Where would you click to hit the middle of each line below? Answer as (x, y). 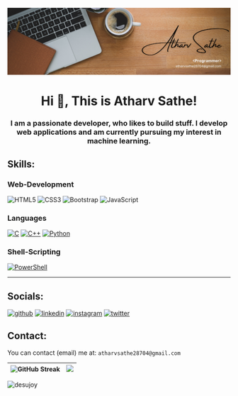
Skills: (21, 164)
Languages (27, 218)
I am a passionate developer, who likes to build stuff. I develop (119, 123)
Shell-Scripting (34, 252)
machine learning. (119, 141)
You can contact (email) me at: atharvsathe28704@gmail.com (94, 353)
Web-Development (41, 184)
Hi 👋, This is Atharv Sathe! (119, 101)
